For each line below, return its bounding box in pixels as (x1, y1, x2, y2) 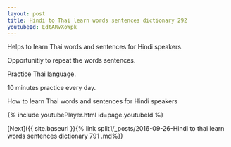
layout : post (7, 10, 46, 18)
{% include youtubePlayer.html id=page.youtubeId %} (7, 110, 164, 120)
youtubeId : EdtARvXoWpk (7, 23, 77, 30)
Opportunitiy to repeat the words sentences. (7, 56, 136, 65)
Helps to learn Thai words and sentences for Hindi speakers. (7, 43, 183, 51)
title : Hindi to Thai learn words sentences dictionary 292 (7, 17, 188, 24)
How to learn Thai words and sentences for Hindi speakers (7, 97, 178, 106)
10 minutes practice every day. (7, 84, 96, 92)
